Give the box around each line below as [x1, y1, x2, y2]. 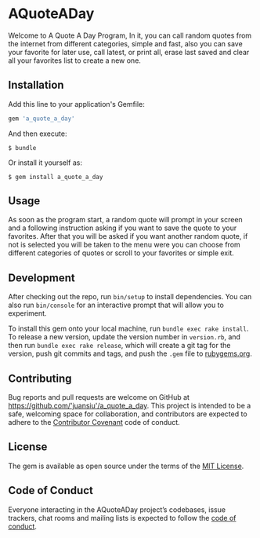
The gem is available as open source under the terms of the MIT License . [8, 461, 244, 470]
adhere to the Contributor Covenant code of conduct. [8, 418, 180, 427]
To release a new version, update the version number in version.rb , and [8, 332, 241, 342]
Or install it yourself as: [8, 158, 82, 167]
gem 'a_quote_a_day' [8, 115, 76, 123]
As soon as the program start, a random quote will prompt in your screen [8, 215, 243, 225]
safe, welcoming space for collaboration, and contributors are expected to [8, 409, 248, 419]
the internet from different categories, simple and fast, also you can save [8, 38, 243, 48]
